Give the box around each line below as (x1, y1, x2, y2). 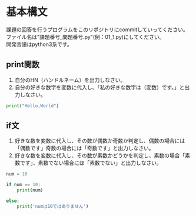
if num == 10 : (6, 182, 41, 188)
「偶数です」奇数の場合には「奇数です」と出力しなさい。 (14, 145, 154, 152)
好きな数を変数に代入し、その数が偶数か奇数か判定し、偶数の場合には (14, 137, 185, 144)
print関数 (6, 59, 40, 70)
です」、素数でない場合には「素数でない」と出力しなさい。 (19, 160, 162, 167)
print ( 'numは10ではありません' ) (16, 203, 89, 209)
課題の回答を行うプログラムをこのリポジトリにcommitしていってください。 (6, 26, 188, 33)
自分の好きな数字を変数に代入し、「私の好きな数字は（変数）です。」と (14, 84, 185, 91)
